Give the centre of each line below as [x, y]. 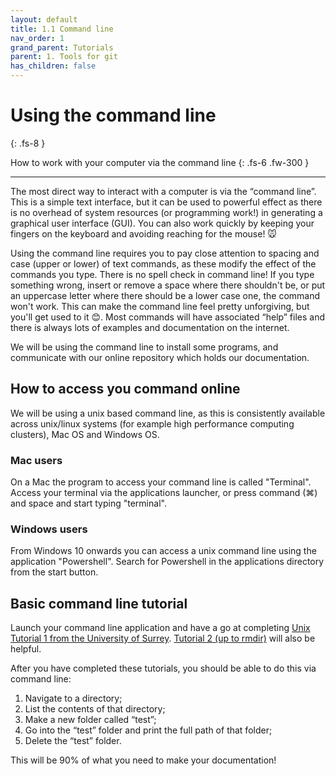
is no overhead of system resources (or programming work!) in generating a [166, 212]
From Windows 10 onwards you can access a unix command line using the [163, 551]
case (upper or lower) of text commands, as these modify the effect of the [163, 263]
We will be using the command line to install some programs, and [144, 347]
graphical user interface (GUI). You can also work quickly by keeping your [162, 223]
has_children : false [53, 66]
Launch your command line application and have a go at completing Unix [160, 628]
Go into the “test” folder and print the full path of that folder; [148, 730]
